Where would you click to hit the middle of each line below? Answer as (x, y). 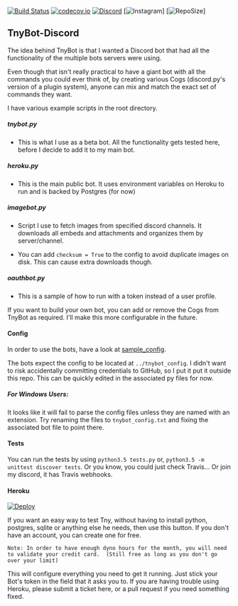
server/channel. (40, 241)
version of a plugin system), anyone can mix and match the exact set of (112, 87)
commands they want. (40, 94)
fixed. (16, 597)
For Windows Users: (38, 395)
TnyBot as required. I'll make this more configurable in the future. (102, 317)
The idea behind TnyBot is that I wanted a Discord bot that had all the (108, 50)
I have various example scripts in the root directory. (82, 108)
